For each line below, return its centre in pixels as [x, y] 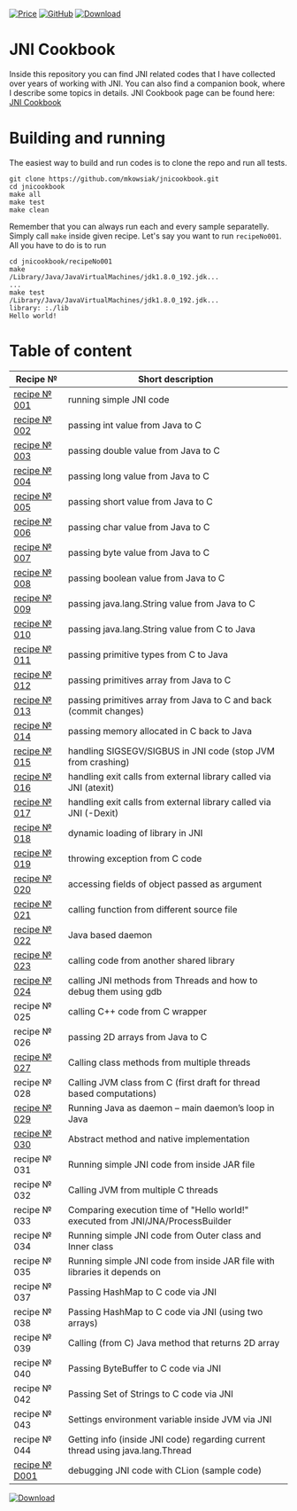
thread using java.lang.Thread [129, 1450]
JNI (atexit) [91, 787]
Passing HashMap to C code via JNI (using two [165, 1311]
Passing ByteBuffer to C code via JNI [145, 1368]
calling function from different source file [152, 909]
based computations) [112, 1093]
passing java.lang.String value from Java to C [162, 603]
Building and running [88, 138]
